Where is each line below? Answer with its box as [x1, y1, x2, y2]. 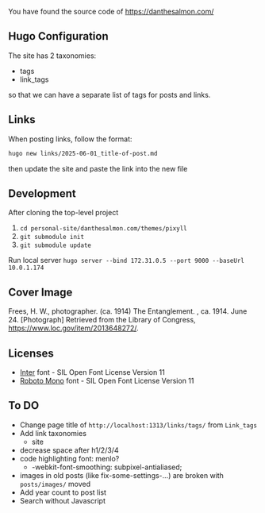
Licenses [8, 346, 54, 360]
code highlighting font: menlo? [19, 453, 120, 463]
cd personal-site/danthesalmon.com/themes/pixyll [19, 225, 188, 233]
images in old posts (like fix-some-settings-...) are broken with [19, 470, 225, 480]
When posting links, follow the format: [8, 134, 132, 144]
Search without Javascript [19, 496, 106, 505]
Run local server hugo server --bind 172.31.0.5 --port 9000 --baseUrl [8, 256, 244, 265]
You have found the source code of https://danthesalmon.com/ [8, 7, 214, 16]
